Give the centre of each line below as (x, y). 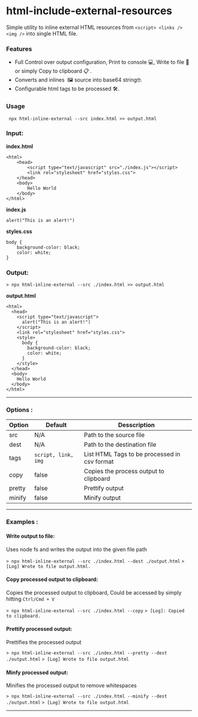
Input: (15, 133)
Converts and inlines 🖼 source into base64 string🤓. (78, 80)
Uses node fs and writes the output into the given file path (77, 549)
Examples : (22, 522)
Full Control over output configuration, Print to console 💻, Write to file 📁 (102, 62)
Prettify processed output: (39, 629)
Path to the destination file (120, 445)
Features (19, 49)
